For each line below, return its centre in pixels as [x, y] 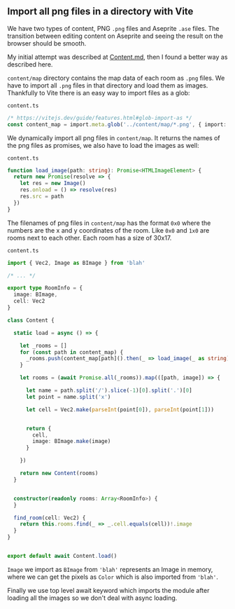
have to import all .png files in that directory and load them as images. [108, 85]
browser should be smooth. [47, 43]
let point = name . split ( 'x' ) [68, 397]
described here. [30, 64]
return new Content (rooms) [59, 473]
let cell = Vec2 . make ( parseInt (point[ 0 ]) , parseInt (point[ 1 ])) [120, 409]
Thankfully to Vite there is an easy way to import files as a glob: [99, 93]
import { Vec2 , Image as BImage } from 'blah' [76, 263]
